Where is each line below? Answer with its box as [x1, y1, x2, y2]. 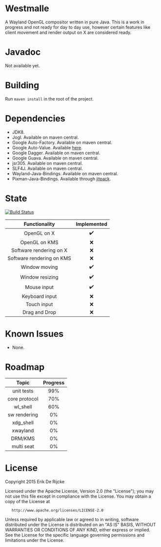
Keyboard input [21, 293, 57, 300]
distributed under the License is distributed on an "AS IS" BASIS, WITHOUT [5, 522, 156, 527]
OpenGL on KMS [20, 239, 59, 245]
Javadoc [5, 47, 41, 58]
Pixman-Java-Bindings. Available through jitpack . [12, 176, 111, 182]
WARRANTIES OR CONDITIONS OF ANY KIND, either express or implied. [5, 527, 150, 532]
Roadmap [5, 362, 45, 372]
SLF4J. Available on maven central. [12, 165, 83, 171]
